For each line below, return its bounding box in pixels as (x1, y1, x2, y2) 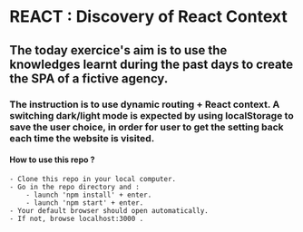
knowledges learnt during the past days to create (9, 56, 294, 72)
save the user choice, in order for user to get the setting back (9, 121, 284, 133)
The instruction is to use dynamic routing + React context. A (9, 98, 280, 111)
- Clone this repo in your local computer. (9, 174, 177, 183)
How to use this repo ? (9, 154, 95, 165)
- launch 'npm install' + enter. (25, 190, 152, 199)
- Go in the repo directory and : (9, 182, 141, 191)
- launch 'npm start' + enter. (25, 198, 144, 208)
